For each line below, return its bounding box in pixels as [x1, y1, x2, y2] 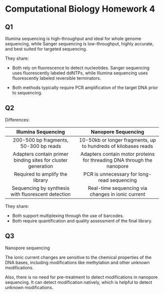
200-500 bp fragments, [13, 136, 69, 143]
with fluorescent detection [10, 191, 71, 198]
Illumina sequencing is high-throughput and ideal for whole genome [5, 36, 142, 41]
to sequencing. [12, 90, 42, 95]
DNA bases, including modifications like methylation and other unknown [5, 259, 150, 265]
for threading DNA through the [82, 157, 153, 164]
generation [28, 163, 53, 169]
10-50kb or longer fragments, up [79, 136, 156, 143]
